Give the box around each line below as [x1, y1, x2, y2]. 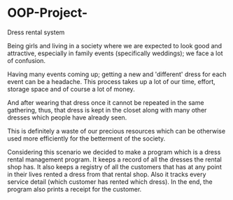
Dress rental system [7, 28, 65, 36]
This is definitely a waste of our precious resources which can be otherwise [7, 127, 226, 135]
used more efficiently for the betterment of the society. [7, 134, 166, 143]
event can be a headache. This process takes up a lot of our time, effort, [7, 77, 216, 85]
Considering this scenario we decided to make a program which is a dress [7, 148, 221, 156]
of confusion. [7, 56, 46, 64]
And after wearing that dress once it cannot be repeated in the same [7, 98, 204, 106]
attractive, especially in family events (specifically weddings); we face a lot [7, 49, 223, 57]
